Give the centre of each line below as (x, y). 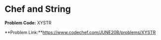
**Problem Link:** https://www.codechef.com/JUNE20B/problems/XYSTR (80, 32)
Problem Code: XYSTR (28, 23)
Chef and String (38, 9)
